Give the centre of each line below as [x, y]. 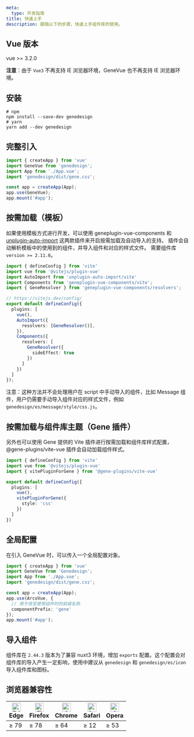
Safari [92, 715]
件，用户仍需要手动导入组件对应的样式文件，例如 [65, 399]
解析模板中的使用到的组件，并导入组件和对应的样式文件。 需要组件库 [93, 248]
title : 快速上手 [24, 19]
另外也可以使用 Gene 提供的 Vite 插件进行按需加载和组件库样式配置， [89, 442]
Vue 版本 [22, 44]
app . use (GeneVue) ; [28, 193]
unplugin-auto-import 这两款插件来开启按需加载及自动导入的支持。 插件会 [95, 240]
